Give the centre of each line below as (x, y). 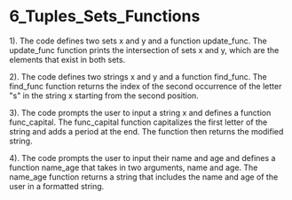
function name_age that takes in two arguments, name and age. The (134, 167)
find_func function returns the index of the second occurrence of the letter (146, 86)
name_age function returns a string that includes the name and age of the (144, 177)
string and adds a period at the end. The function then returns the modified (146, 131)
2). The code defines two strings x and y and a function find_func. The (138, 76)
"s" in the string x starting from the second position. (104, 96)
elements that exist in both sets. (67, 59)
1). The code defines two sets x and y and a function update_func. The (138, 41)
